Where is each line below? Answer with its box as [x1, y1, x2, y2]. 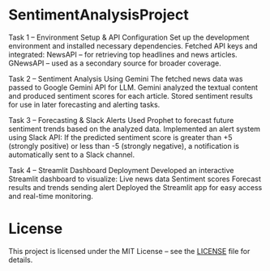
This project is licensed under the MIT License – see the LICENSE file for [8, 246, 251, 256]
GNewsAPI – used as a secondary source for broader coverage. [8, 58, 221, 68]
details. [8, 255, 33, 265]
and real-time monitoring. [8, 191, 93, 201]
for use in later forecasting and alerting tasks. [8, 100, 161, 109]
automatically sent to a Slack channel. [8, 150, 135, 159]
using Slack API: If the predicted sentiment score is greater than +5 [8, 132, 233, 142]
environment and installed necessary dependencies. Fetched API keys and [8, 40, 258, 50]
